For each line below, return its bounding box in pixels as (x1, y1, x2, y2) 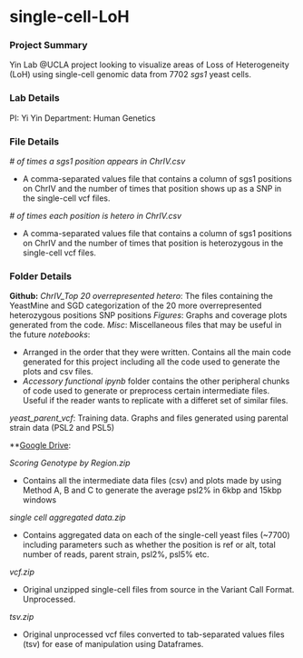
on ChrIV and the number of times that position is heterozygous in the (22, 238, 284, 249)
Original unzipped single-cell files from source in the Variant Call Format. (22, 584, 295, 595)
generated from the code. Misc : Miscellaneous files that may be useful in (9, 320, 282, 331)
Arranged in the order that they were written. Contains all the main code (22, 347, 292, 358)
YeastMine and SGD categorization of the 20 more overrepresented (9, 300, 262, 311)
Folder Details (9, 270, 73, 283)
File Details (9, 135, 60, 147)
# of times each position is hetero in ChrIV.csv (9, 211, 182, 222)
